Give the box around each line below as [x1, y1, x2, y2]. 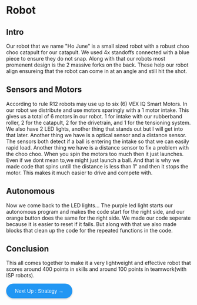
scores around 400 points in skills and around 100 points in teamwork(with [6, 266, 187, 273]
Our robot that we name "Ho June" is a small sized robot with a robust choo [6, 42, 189, 49]
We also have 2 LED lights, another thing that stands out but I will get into [6, 125, 183, 132]
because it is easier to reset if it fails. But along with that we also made [6, 220, 177, 227]
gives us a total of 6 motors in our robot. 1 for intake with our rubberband [6, 112, 182, 120]
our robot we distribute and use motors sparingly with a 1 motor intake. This [6, 107, 189, 114]
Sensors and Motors [6, 85, 82, 95]
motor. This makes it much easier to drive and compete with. [6, 169, 153, 176]
